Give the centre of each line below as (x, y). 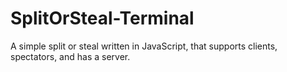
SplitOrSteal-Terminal (102, 18)
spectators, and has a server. (70, 56)
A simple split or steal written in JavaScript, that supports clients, (144, 46)
